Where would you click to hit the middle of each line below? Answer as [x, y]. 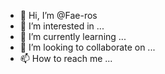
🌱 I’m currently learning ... [73, 36]
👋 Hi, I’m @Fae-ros [58, 15]
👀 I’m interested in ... [62, 26]
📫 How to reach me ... [66, 58]
